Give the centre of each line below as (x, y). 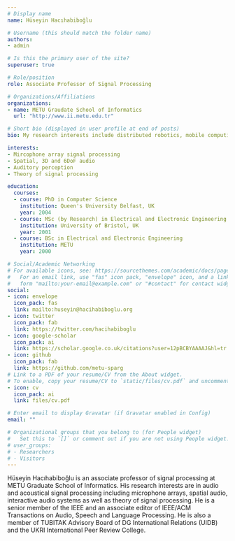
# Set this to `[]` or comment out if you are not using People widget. (119, 439)
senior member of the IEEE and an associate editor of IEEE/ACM (99, 508)
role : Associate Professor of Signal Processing (79, 84)
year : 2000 (36, 252)
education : (23, 187)
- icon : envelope (33, 297)
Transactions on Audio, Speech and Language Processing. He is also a (109, 515)
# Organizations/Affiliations (51, 96)
